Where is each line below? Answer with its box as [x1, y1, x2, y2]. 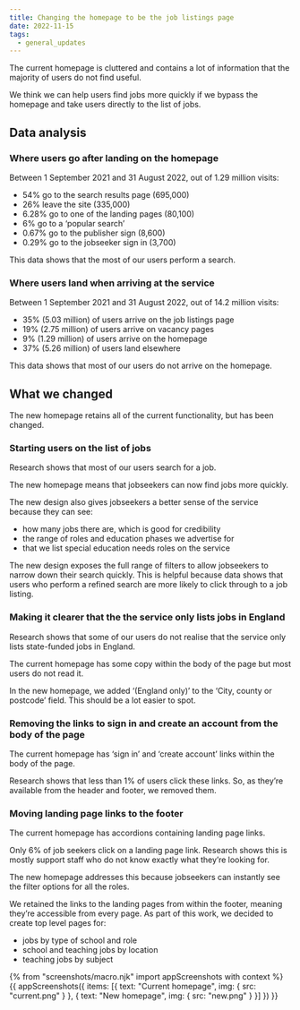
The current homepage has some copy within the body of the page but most [9, 658, 292, 669]
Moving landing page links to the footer [9, 807, 184, 819]
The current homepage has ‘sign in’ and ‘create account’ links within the [9, 749, 275, 759]
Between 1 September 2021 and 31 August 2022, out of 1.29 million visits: [9, 172, 279, 183]
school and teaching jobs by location [21, 945, 159, 955]
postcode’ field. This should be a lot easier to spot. [9, 695, 196, 706]
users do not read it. [9, 668, 84, 679]
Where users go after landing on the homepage [9, 151, 219, 164]
